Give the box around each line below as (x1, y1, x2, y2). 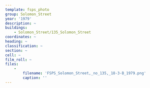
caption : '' (23, 75, 48, 80)
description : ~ (5, 21, 36, 26)
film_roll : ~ (5, 57, 32, 62)
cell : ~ (5, 52, 21, 58)
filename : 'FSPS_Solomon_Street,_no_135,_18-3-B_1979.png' (23, 71, 147, 76)
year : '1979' (5, 16, 32, 21)
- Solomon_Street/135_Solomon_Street (14, 30, 91, 35)
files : (5, 62, 19, 66)
